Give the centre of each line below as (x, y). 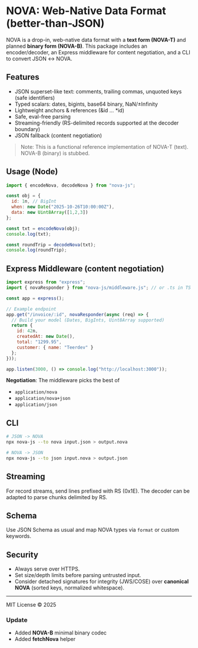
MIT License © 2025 (31, 605)
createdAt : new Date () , (46, 337)
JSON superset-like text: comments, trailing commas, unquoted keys (98, 91)
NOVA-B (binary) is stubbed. (55, 153)
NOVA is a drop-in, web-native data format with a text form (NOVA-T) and (96, 40)
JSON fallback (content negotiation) (58, 135)
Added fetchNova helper (45, 639)
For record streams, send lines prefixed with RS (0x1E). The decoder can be (98, 491)
